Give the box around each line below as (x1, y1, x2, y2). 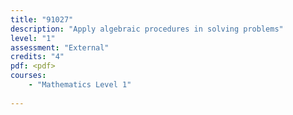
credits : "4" (10, 52, 65, 62)
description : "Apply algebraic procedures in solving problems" (10, 24, 284, 34)
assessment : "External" (10, 42, 110, 53)
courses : (10, 71, 47, 81)
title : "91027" (10, 14, 74, 25)
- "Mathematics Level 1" (28, 80, 132, 90)
